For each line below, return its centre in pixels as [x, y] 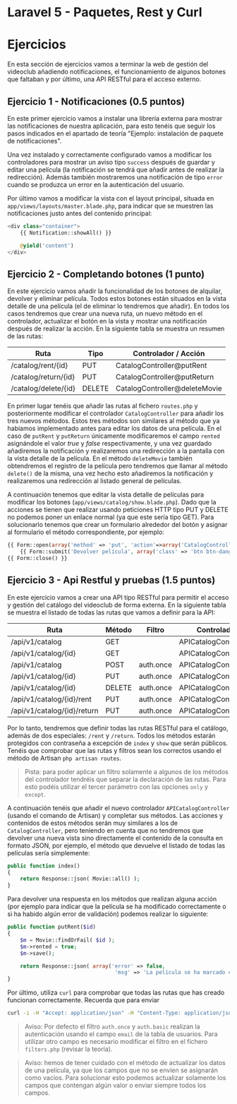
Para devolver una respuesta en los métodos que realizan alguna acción [112, 899]
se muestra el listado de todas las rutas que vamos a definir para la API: [111, 612]
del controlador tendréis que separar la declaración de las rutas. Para [125, 779]
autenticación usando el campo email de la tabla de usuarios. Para [121, 1034]
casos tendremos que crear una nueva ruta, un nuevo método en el [105, 314]
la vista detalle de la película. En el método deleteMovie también [100, 458]
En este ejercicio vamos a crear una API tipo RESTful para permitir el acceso [118, 597]
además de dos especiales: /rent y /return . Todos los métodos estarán [111, 735]
